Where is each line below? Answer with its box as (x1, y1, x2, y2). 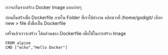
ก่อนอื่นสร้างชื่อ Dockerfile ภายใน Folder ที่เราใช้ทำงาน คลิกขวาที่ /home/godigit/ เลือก (5, 15, 163, 20)
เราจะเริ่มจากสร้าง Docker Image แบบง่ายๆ (5, 5, 82, 10)
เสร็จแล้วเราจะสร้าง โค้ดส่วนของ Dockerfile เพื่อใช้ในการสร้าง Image (5, 31, 126, 36)
